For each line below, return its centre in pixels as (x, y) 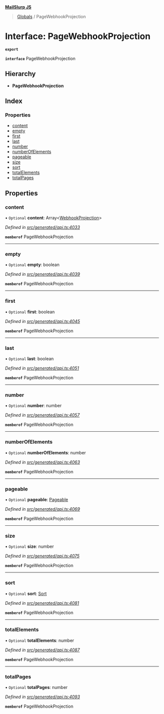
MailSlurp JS (18, 7)
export (12, 49)
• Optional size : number (30, 546)
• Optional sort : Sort (26, 593)
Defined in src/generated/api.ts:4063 (43, 462)
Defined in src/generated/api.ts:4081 (42, 603)
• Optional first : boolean (30, 312)
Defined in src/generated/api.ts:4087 (42, 650)
